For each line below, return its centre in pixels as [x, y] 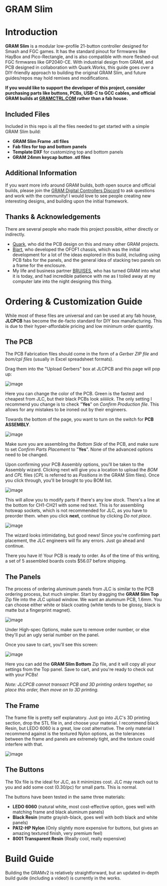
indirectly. [15, 234]
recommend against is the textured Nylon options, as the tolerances [75, 734]
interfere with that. [24, 744]
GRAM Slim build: [23, 131]
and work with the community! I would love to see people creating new [78, 196]
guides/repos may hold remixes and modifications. [57, 78]
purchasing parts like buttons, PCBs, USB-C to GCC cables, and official [80, 93]
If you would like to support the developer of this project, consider [75, 88]
